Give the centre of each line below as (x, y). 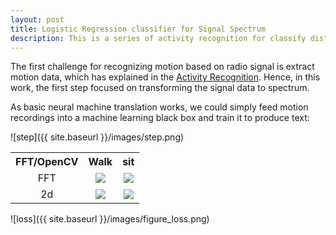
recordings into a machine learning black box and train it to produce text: (160, 118)
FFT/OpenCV (47, 162)
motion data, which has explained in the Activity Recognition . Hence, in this (165, 77)
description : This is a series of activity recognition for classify (158, 38)
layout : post (37, 19)
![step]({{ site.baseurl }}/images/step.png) (97, 137)
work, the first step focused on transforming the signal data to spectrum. (160, 88)
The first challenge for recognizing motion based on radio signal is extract (162, 67)
